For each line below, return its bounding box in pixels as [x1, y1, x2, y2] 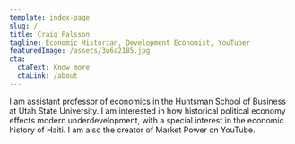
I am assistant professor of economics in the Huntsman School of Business [9, 96, 287, 106]
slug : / [9, 21, 39, 30]
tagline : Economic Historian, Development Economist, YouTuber [9, 38, 251, 47]
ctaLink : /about [17, 72, 78, 80]
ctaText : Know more [17, 64, 91, 72]
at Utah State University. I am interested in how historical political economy [9, 105, 286, 116]
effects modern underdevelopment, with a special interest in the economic [9, 114, 284, 125]
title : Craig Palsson [9, 30, 91, 38]
